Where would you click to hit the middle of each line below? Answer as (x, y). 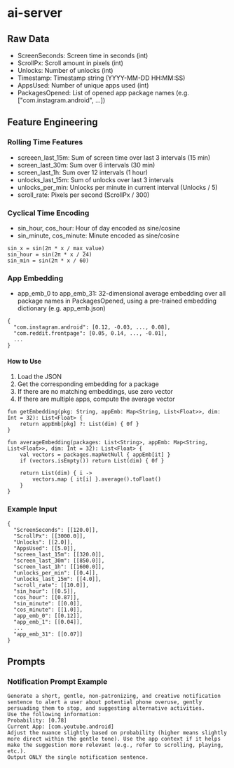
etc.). (17, 751)
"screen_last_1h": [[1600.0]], (59, 567)
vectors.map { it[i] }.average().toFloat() (97, 479)
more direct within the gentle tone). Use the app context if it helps (114, 739)
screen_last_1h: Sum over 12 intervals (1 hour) (83, 172)
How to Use (25, 361)
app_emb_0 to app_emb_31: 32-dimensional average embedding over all (122, 294)
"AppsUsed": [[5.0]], (45, 548)
